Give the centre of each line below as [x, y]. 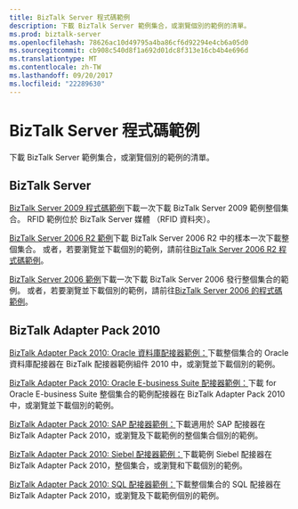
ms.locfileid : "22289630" [57, 84]
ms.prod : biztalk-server [55, 34]
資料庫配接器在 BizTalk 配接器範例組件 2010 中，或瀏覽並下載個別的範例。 [145, 364]
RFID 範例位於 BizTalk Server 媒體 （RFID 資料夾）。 [121, 219]
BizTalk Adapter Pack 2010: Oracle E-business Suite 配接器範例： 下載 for [143, 383]
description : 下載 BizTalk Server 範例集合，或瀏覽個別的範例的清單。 [130, 26]
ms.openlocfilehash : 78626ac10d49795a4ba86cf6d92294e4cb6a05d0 [129, 42]
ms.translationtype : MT [53, 59]
